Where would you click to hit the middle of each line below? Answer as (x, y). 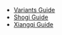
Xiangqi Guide (33, 24)
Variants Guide (34, 10)
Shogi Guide (31, 17)
